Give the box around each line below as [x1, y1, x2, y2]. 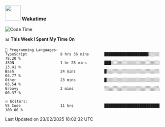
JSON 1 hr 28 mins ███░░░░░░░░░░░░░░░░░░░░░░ [5, 60, 160, 66]
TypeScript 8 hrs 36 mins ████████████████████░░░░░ [5, 52, 160, 57]
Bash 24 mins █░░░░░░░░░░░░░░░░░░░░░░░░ [5, 69, 160, 74]
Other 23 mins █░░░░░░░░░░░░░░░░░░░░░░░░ [5, 77, 160, 83]
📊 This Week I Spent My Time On [5, 36, 75, 42]
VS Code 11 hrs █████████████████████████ [5, 103, 160, 108]
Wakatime [21, 15, 47, 22]
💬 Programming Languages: [5, 48, 58, 52]
